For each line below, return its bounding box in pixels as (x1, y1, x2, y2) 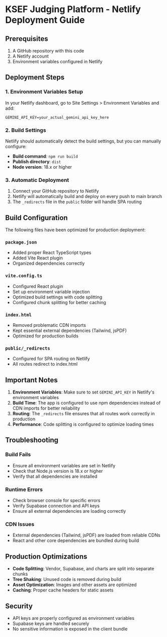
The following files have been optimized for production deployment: (5, 227, 146, 233)
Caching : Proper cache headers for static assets (12, 587, 114, 593)
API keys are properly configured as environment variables (12, 615, 135, 621)
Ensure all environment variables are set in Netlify (12, 462, 116, 468)
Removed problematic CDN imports (12, 322, 87, 328)
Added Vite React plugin (12, 255, 63, 261)
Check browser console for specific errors (12, 498, 101, 504)
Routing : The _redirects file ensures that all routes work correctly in (12, 411, 155, 417)
